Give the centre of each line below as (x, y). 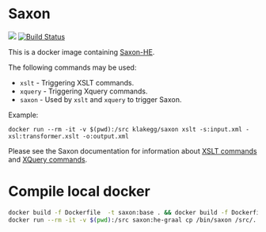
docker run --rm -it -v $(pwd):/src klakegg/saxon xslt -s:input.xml (125, 129)
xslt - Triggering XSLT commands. (77, 82)
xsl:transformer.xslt (44, 136)
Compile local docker (79, 192)
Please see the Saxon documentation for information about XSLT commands (133, 150)
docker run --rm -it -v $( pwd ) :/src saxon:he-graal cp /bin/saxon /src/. (133, 220)
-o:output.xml (106, 136)
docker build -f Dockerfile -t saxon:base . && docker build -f (118, 212)
